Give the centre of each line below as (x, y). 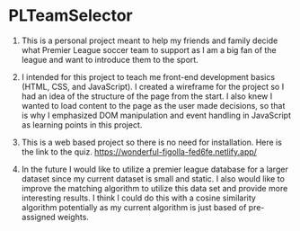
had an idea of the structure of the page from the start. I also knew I (147, 96)
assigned (38, 217)
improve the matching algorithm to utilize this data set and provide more (154, 188)
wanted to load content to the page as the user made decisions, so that (153, 105)
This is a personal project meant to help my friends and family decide (150, 40)
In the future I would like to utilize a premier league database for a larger (154, 169)
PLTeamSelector (71, 16)
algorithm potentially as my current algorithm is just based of (134, 207)
